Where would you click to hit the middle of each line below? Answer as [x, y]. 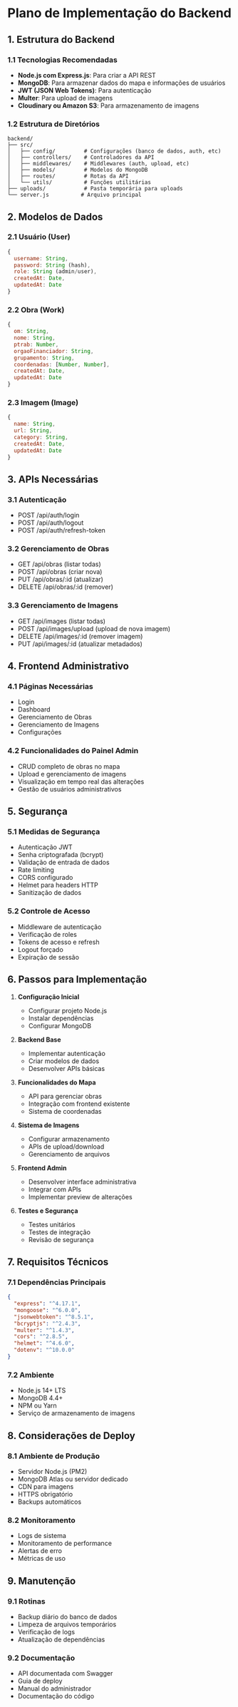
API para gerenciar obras [65, 1096]
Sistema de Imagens [48, 1125]
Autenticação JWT [45, 847]
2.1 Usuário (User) [39, 237]
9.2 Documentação [41, 1658]
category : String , [41, 437]
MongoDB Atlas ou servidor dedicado [73, 1479]
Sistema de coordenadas [65, 1111]
